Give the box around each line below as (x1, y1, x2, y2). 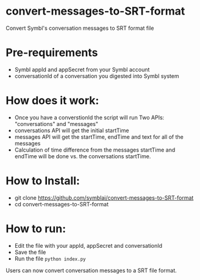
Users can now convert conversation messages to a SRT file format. (5, 267, 177, 274)
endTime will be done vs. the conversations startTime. (14, 152, 151, 159)
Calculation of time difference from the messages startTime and (14, 146, 176, 153)
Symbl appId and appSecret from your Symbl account (14, 66, 150, 73)
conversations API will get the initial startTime (14, 127, 129, 134)
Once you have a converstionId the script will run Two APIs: (14, 114, 165, 121)
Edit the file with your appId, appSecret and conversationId (14, 242, 163, 249)
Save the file (14, 248, 46, 256)
